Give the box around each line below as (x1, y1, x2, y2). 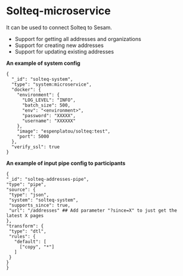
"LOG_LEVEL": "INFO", (21, 97, 76, 103)
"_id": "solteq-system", (11, 76, 73, 82)
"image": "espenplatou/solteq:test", (17, 128, 111, 134)
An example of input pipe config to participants (6, 159, 126, 167)
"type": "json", (8, 192, 49, 197)
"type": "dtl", (8, 228, 46, 234)
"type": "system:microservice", (11, 81, 92, 87)
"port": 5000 (17, 133, 49, 139)
